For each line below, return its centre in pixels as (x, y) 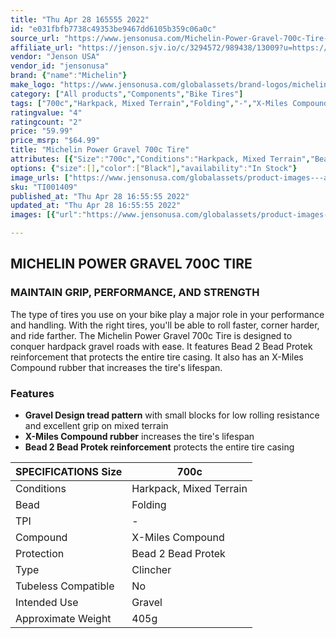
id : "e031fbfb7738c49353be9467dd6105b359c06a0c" (113, 29)
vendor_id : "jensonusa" (60, 66)
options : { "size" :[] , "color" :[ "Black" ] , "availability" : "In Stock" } (154, 168)
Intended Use (47, 602)
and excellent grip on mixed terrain (96, 425)
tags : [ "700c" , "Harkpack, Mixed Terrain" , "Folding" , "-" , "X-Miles (149, 103)
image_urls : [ (40, 177)
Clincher (151, 569)
